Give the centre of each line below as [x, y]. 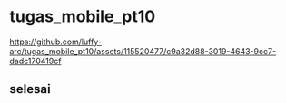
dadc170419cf [35, 61]
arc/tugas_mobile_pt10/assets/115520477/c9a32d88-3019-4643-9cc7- [143, 51]
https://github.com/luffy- [56, 42]
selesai [30, 89]
